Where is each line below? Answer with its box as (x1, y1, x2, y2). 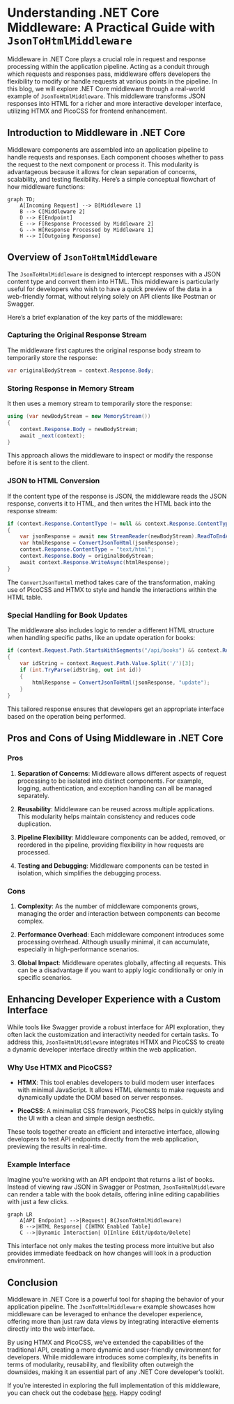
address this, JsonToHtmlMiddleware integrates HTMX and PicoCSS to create (7, 1038, 225, 1046)
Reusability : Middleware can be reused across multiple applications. (17, 804, 214, 813)
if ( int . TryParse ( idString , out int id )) (19, 666, 141, 673)
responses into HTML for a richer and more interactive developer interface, (7, 99, 223, 107)
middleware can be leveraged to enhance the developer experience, (7, 1310, 203, 1318)
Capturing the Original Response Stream (7, 330, 148, 340)
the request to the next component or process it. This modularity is (7, 160, 199, 169)
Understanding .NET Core (7, 5, 159, 21)
